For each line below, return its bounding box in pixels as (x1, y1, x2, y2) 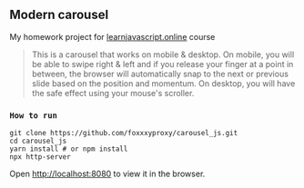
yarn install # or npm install (9, 144, 128, 153)
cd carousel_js (9, 136, 67, 146)
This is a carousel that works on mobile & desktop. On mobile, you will (31, 49, 295, 60)
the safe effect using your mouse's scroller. (31, 87, 195, 98)
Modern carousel (9, 7, 109, 23)
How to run (9, 110, 57, 121)
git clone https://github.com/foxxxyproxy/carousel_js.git (9, 129, 238, 138)
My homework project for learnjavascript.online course (9, 31, 216, 42)
